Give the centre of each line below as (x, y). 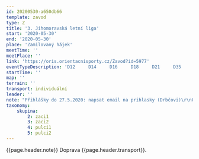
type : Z (16, 23)
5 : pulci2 (39, 133)
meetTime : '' (22, 50)
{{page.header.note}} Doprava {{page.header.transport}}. (76, 150)
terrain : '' (21, 84)
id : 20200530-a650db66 (34, 12)
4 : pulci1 (39, 128)
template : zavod (26, 17)
